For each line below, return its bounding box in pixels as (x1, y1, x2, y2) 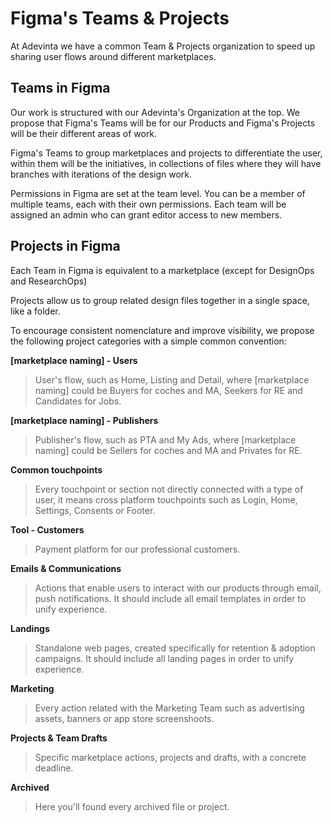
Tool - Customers (10, 523, 85, 536)
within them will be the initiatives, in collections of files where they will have (10, 157, 322, 169)
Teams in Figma (10, 80, 111, 97)
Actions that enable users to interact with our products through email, (34, 582, 322, 594)
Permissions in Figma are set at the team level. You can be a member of (10, 187, 306, 199)
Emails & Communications (10, 562, 122, 574)
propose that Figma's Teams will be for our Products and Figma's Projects (10, 117, 316, 129)
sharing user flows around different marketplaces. (10, 50, 217, 62)
